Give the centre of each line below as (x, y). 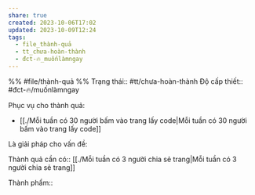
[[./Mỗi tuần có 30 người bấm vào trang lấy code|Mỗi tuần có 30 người (133, 120)
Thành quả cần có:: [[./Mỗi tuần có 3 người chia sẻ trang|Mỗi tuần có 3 (122, 159)
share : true (27, 15)
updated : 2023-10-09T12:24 (52, 30)
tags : (17, 37)
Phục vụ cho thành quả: (47, 105)
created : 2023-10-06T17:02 (52, 23)
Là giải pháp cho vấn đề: (48, 144)
